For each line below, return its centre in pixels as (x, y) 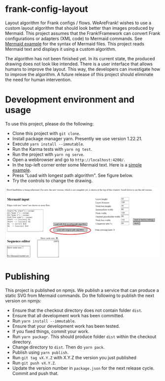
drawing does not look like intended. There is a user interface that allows (79, 64)
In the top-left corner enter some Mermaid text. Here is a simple (77, 165)
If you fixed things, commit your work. (51, 331)
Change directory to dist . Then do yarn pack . (58, 347)
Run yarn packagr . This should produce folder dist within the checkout (84, 337)
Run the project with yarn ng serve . (48, 154)
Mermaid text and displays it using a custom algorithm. (61, 49)
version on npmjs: (23, 300)
